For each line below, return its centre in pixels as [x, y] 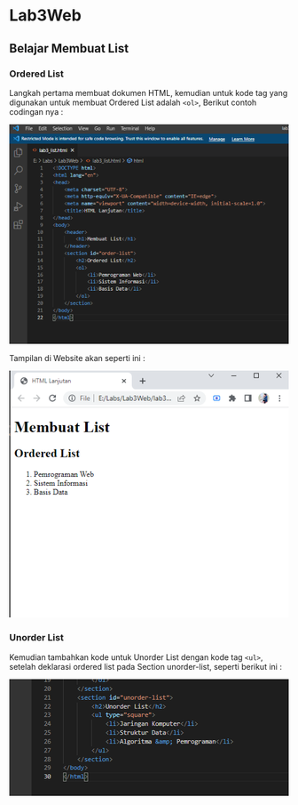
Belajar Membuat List [69, 48]
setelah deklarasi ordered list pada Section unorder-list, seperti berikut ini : [145, 666]
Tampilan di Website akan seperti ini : [77, 358]
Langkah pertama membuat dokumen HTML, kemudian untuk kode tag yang [149, 93]
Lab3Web [45, 16]
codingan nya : [36, 111]
